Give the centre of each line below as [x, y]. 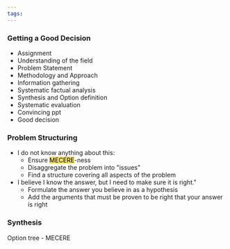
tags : [15, 14]
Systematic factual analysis [56, 90]
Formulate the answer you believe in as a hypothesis [103, 190]
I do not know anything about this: [66, 153]
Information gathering [48, 82]
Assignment [34, 53]
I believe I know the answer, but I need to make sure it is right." [107, 182]
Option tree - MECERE [39, 238]
